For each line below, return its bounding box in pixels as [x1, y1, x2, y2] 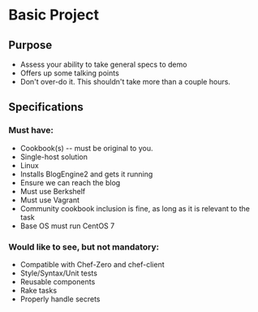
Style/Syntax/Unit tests [19, 268, 97, 278]
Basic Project [8, 6, 100, 24]
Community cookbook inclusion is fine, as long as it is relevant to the [19, 203, 250, 213]
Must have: [8, 124, 54, 136]
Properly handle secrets [19, 294, 101, 304]
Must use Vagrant [19, 195, 80, 205]
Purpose [8, 38, 53, 52]
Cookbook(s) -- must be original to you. [19, 143, 153, 153]
